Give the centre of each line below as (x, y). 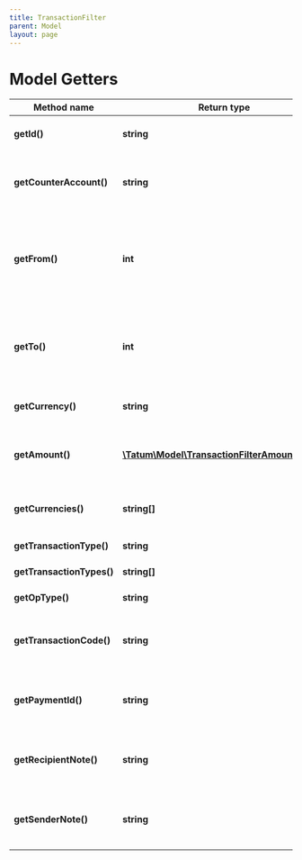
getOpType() (42, 598)
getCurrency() (45, 406)
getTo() (30, 347)
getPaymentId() (48, 701)
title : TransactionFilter (58, 18)
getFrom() (36, 259)
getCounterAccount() (61, 183)
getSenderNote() (51, 819)
